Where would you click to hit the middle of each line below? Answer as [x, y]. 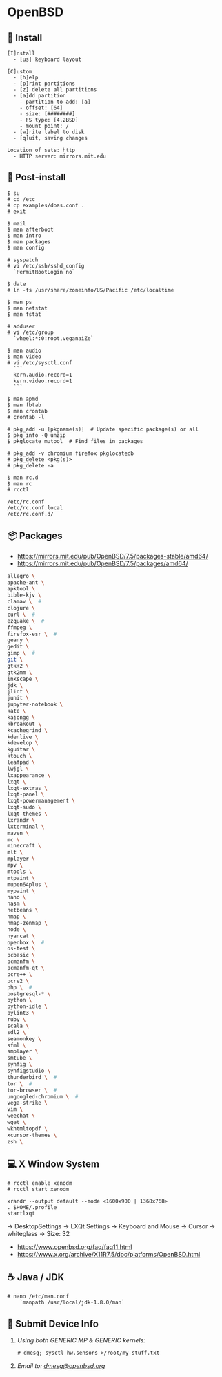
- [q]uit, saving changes [51, 138]
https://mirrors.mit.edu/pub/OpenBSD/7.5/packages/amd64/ [102, 563]
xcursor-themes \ [32, 1135]
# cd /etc [21, 199]
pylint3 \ [21, 1013]
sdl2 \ [17, 1032]
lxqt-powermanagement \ [41, 801]
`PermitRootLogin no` [44, 272]
